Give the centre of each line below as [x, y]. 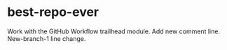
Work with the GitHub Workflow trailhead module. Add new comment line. [114, 31]
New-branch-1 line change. [47, 38]
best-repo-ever [53, 12]
